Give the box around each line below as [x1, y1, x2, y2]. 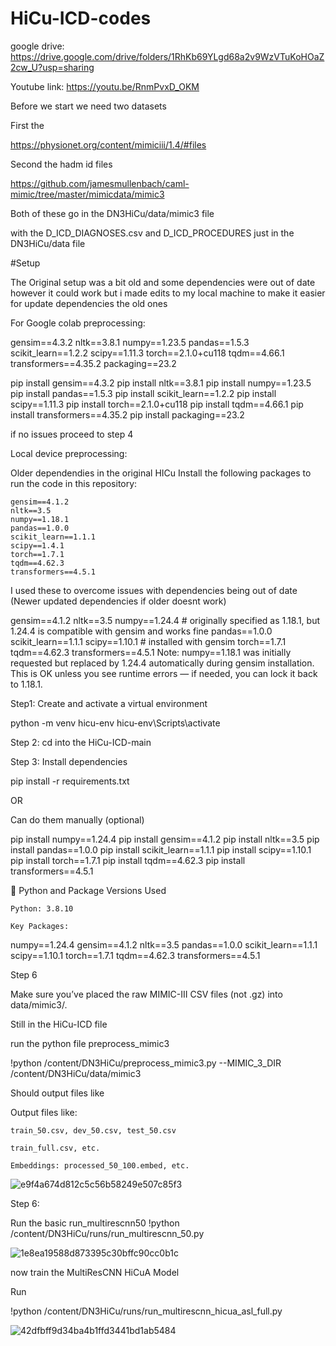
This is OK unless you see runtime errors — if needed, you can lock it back [10, 667, 318, 679]
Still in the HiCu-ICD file [10, 1018, 108, 1030]
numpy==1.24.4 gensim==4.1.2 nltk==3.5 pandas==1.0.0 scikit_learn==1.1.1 [10, 938, 318, 951]
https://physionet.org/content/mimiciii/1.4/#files [10, 138, 207, 151]
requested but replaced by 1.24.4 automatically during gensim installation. [10, 657, 315, 669]
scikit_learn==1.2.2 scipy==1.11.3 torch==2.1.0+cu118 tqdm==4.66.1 [10, 347, 285, 359]
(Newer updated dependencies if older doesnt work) [10, 595, 227, 607]
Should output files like [10, 1087, 105, 1099]
